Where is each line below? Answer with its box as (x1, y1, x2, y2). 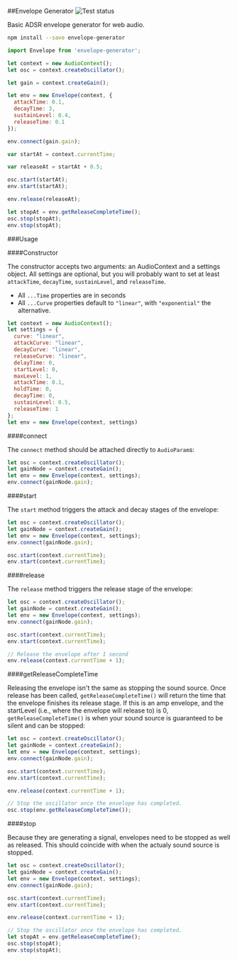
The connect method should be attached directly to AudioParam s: (7, 445, 195, 454)
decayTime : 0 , (13, 392, 55, 400)
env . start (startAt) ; (7, 183, 69, 190)
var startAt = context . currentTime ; (7, 150, 116, 158)
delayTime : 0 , (13, 359, 55, 366)
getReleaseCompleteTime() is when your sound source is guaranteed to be (7, 714, 224, 723)
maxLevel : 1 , (13, 373, 53, 380)
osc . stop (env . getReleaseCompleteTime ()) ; (7, 806, 132, 814)
